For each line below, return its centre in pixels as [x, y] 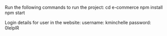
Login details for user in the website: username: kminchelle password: [78, 23]
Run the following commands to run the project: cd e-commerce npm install [84, 7]
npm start [15, 13]
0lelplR [12, 28]
